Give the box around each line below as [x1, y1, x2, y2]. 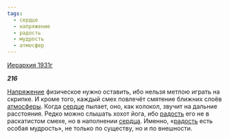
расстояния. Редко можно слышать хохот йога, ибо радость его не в [7, 109, 210, 118]
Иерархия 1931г [7, 61, 53, 69]
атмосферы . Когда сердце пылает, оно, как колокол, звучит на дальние [7, 103, 218, 110]
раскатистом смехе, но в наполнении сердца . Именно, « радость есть [7, 117, 213, 125]
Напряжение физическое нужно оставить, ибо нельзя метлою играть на [7, 87, 221, 96]
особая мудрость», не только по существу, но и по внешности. [7, 125, 193, 132]
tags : [7, 10, 23, 17]
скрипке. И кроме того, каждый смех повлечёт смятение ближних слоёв [7, 95, 222, 103]
